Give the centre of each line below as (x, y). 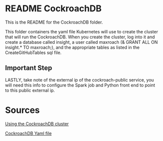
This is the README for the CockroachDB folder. (54, 22)
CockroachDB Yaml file (28, 133)
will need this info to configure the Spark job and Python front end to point (80, 85)
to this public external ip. (30, 90)
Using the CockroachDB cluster (37, 124)
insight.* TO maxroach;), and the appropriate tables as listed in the (72, 47)
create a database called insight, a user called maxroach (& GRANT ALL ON (81, 42)
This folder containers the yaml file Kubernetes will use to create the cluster (81, 31)
